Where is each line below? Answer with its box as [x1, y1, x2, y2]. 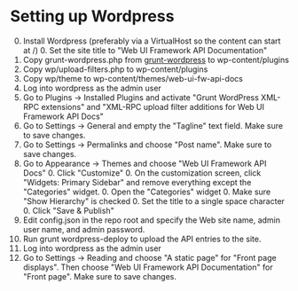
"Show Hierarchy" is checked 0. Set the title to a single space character [22, 195, 285, 206]
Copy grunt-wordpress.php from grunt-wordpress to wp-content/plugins [22, 54, 289, 65]
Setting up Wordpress [10, 6, 175, 27]
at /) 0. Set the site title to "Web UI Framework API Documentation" [22, 44, 268, 55]
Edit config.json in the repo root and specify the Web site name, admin [22, 215, 281, 225]
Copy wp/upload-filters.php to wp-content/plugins [22, 64, 208, 75]
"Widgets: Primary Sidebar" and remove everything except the [22, 177, 252, 187]
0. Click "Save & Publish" [22, 205, 114, 216]
